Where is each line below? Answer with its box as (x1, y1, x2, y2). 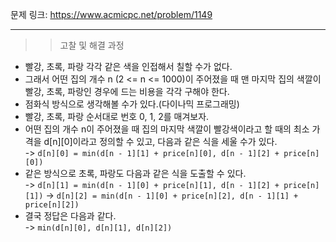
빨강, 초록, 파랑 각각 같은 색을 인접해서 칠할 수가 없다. (24, 61, 233, 72)
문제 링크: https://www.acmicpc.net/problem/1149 (10, 9, 213, 20)
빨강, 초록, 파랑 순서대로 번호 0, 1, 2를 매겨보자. (24, 111, 210, 122)
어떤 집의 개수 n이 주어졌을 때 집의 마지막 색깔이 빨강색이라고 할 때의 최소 (24, 123, 310, 135)
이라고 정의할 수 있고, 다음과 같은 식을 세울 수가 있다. (72, 136, 278, 147)
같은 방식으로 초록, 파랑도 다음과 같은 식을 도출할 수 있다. (24, 168, 247, 179)
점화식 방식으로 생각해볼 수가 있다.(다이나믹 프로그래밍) (24, 98, 240, 110)
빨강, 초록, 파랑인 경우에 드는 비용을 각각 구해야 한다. (24, 86, 230, 97)
